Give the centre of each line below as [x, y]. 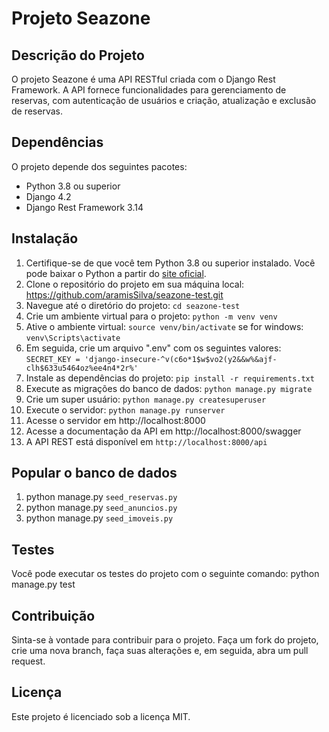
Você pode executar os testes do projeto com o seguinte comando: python [165, 574]
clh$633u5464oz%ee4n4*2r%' [82, 368]
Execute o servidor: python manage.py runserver [125, 409]
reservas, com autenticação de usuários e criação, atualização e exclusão [164, 100]
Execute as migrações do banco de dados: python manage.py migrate [169, 388]
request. [28, 661]
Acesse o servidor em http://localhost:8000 [115, 420]
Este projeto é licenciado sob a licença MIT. [101, 716]
